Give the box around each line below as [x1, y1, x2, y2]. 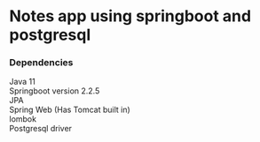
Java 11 [9, 77, 35, 87]
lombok [9, 114, 37, 124]
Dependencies [9, 56, 74, 69]
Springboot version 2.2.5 [9, 86, 100, 96]
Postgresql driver [9, 123, 73, 134]
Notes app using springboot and [9, 6, 251, 26]
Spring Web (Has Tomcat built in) [9, 104, 130, 116]
